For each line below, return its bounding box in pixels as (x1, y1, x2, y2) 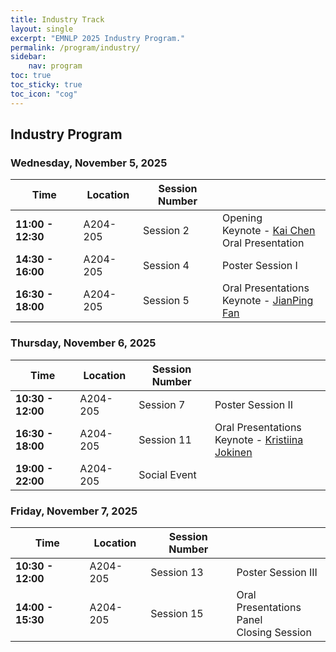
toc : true (10, 71, 52, 81)
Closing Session (236, 625, 312, 639)
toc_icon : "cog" (10, 89, 78, 99)
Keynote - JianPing (222, 294, 314, 308)
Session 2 (142, 224, 190, 238)
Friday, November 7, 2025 (10, 504, 138, 518)
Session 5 (142, 294, 190, 308)
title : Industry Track (10, 14, 105, 25)
